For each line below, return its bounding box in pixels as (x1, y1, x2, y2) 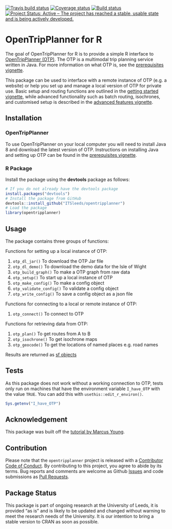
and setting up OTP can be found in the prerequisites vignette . (5, 152, 137, 158)
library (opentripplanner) (5, 210, 61, 215)
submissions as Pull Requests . (5, 473, 69, 480)
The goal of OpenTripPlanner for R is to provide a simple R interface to (5, 50, 154, 57)
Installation (5, 114, 42, 123)
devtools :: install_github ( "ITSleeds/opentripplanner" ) (5, 200, 125, 206)
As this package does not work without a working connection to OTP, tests (5, 380, 163, 386)
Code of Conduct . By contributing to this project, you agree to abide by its (5, 463, 162, 469)
